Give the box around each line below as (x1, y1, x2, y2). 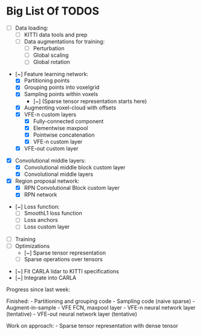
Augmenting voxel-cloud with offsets (24, 104, 117, 111)
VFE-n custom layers (24, 111, 77, 118)
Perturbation (33, 45, 65, 52)
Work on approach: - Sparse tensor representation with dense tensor (6, 322, 178, 329)
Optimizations (15, 242, 50, 249)
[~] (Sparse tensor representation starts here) (33, 97, 147, 105)
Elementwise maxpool (33, 124, 88, 131)
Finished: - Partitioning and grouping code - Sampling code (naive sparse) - (6, 298, 195, 305)
